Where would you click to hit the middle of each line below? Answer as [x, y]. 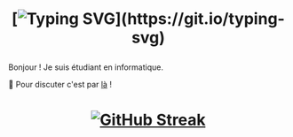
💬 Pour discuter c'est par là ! [60, 85]
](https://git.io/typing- [200, 19]
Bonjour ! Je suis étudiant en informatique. [86, 67]
